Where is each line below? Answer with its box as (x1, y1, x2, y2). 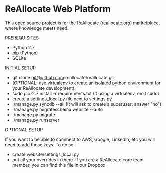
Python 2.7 (12, 44, 35, 50)
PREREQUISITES (5, 35, 39, 41)
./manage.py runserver (12, 117, 60, 123)
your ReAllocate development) (12, 85, 75, 91)
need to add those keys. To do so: (5, 141, 75, 148)
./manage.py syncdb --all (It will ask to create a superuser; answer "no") (12, 101, 162, 107)
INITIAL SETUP (5, 65, 36, 71)
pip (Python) (12, 50, 38, 56)
